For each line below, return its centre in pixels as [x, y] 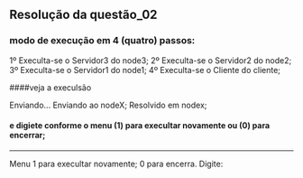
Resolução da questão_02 [83, 15]
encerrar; [28, 136]
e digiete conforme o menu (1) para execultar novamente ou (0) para [140, 126]
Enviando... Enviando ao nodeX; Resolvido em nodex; [108, 105]
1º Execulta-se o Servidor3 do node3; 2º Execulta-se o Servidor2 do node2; [151, 60]
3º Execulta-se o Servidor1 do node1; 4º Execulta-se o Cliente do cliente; [145, 70]
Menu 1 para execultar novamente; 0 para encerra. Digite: [116, 164]
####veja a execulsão [50, 87]
